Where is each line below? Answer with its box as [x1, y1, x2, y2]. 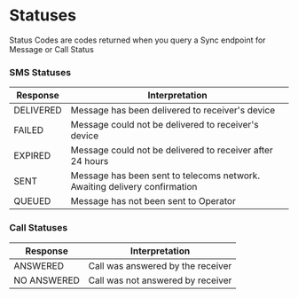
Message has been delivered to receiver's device [70, 104, 276, 116]
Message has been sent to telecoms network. [70, 169, 260, 182]
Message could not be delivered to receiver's [70, 119, 259, 131]
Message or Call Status [9, 43, 95, 54]
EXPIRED [13, 150, 51, 162]
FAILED [13, 124, 44, 137]
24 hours [70, 155, 109, 168]
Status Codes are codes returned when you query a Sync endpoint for [9, 35, 266, 45]
